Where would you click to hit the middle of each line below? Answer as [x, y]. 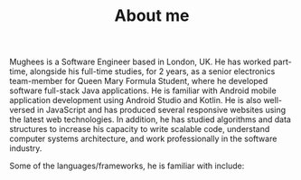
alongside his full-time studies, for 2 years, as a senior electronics [153, 71]
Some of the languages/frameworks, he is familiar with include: [127, 166]
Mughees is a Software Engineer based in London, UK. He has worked [140, 62]
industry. [26, 148]
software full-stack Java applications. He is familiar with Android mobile [143, 90]
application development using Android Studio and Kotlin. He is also [136, 100]
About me [152, 16]
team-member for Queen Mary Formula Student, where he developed [139, 81]
